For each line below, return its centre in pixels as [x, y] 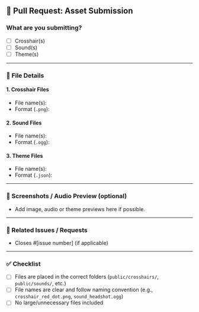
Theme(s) [27, 54]
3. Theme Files [25, 155]
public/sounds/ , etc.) [40, 284]
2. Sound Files [24, 123]
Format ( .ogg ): [32, 142]
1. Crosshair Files [28, 90]
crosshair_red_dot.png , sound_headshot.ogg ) [69, 297]
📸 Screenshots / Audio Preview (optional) [67, 196]
